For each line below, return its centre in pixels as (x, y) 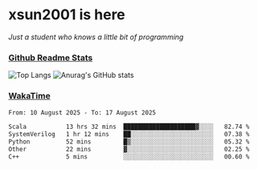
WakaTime (29, 96)
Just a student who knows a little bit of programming (96, 37)
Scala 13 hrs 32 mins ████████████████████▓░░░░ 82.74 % (129, 127)
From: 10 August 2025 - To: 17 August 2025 (82, 113)
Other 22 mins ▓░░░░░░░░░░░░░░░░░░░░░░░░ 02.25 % (129, 150)
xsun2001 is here (67, 15)
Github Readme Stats (51, 58)
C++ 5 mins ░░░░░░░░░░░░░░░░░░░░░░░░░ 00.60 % (129, 157)
